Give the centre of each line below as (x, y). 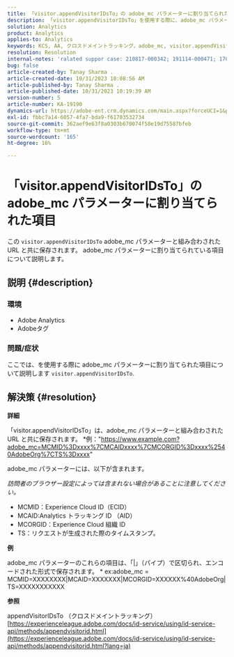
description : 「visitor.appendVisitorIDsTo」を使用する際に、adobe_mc (107, 20)
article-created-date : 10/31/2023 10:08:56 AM (76, 78)
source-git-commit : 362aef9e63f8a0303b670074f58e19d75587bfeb (99, 124)
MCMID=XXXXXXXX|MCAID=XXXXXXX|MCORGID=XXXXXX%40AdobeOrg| (117, 579)
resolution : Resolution (42, 53)
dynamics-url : (28, 111)
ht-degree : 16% (29, 144)
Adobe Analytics (41, 320)
